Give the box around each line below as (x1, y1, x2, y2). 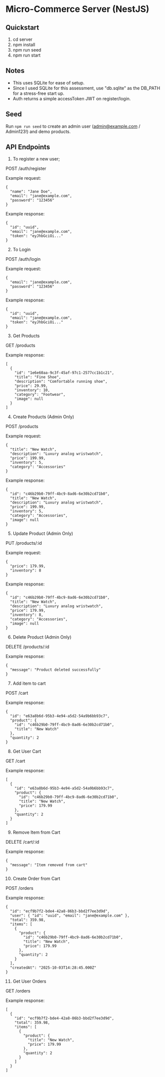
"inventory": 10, (14, 388, 50, 393)
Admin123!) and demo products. (5, 128, 71, 135)
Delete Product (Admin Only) (12, 634, 72, 640)
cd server (12, 36, 33, 42)
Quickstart (5, 23, 40, 32)
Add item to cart (12, 680, 46, 686)
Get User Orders (12, 978, 46, 984)
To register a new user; (12, 156, 60, 162)
